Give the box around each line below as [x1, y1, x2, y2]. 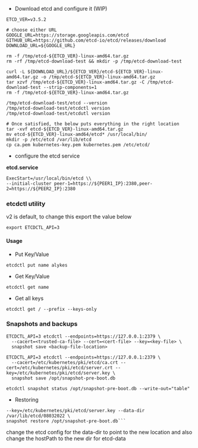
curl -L [6, 69, 26, 75]
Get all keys [14, 295, 44, 302]
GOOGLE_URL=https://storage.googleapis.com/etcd [6, 32, 129, 38]
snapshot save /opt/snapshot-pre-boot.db [11, 375, 116, 381]
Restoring [14, 396, 39, 403]
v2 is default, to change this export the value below [6, 213, 132, 220]
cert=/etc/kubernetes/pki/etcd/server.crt [6, 364, 113, 370]
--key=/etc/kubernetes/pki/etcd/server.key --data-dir [6, 407, 145, 413]
